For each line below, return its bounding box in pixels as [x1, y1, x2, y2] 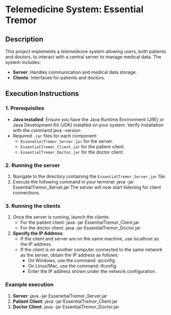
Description [5, 35, 43, 43]
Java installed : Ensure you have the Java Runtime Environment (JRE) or [12, 116, 164, 122]
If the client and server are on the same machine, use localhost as [20, 236, 159, 242]
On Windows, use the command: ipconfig [28, 257, 115, 264]
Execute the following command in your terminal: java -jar [12, 178, 134, 185]
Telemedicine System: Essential [5, 4, 144, 15]
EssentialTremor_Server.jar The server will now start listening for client [12, 184, 161, 190]
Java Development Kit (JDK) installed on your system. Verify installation [12, 122, 164, 128]
